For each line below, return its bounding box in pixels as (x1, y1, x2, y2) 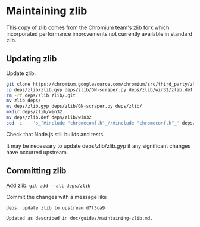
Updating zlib (6, 54, 57, 64)
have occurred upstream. (6, 148, 68, 156)
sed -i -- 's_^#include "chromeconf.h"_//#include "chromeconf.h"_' (6, 120, 180, 126)
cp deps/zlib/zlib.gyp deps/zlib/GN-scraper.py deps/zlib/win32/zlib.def (6, 86, 193, 93)
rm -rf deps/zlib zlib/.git (6, 92, 76, 98)
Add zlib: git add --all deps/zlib (6, 182, 91, 189)
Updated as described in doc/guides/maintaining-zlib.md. (6, 215, 153, 221)
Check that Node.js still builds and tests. (6, 130, 105, 138)
